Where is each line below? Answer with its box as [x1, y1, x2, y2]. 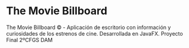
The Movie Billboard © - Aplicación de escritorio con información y [6, 24, 171, 31]
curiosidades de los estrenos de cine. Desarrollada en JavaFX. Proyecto [6, 30, 183, 37]
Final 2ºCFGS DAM [6, 36, 53, 43]
